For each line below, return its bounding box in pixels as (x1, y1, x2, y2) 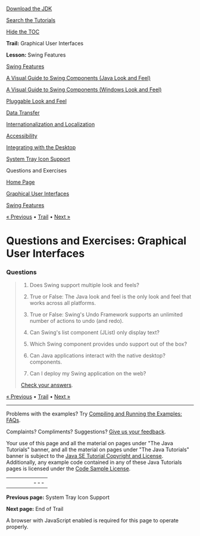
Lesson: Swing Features (6, 51, 66, 58)
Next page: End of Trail (6, 506, 64, 513)
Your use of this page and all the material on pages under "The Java (6, 440, 174, 447)
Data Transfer (6, 109, 40, 116)
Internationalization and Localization (6, 121, 95, 128)
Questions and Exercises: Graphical (6, 234, 186, 248)
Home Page (6, 178, 35, 186)
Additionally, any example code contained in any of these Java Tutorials (6, 459, 182, 466)
